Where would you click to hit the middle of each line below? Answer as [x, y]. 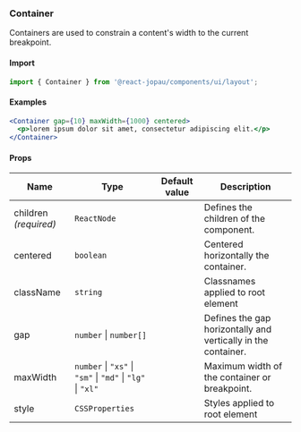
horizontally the [236, 256]
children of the [235, 219]
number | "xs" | [104, 367]
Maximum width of [243, 367]
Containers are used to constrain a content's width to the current [129, 33]
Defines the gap [237, 318]
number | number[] [111, 335]
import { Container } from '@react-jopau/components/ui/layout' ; [133, 82]
